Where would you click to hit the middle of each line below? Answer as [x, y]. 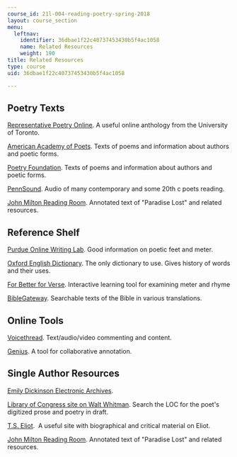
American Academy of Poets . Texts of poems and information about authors [118, 147]
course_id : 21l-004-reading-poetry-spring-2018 [79, 14]
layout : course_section [42, 21]
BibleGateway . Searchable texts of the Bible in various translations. [105, 298]
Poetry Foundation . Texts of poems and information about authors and [110, 168]
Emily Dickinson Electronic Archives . [60, 390]
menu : [15, 27]
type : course [27, 67]
